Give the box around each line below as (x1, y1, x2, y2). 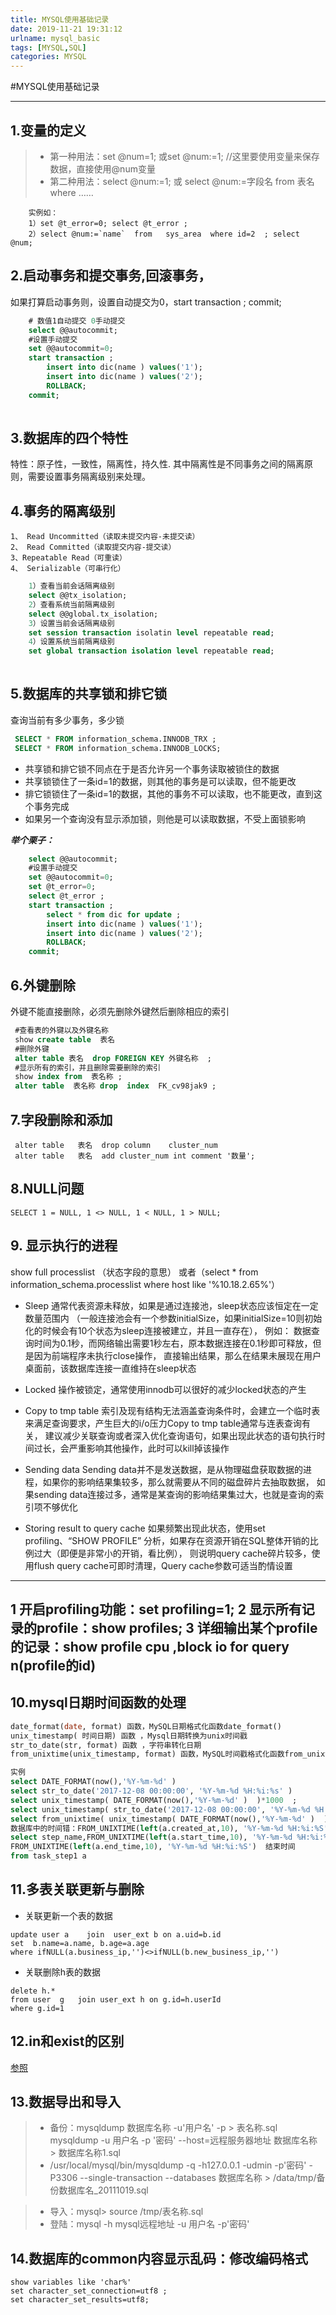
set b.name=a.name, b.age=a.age (10, 1938, 150, 1948)
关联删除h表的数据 (24, 1966, 102, 1978)
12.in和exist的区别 (10, 2033, 125, 2050)
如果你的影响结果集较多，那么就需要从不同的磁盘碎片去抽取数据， (42, 1476, 315, 1488)
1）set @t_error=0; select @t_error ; (28, 218, 188, 228)
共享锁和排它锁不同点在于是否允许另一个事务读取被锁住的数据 (24, 762, 280, 775)
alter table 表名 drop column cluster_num (14, 1140, 218, 1150)
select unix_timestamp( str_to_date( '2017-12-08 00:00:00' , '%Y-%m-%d (10, 1804, 311, 1815)
